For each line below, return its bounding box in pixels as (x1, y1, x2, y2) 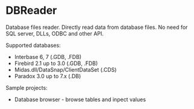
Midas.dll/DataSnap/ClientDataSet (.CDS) (14, 66, 117, 73)
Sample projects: (5, 84, 48, 91)
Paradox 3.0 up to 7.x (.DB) (14, 72, 81, 79)
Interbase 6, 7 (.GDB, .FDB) (14, 53, 82, 60)
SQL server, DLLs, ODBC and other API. (5, 30, 104, 37)
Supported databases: (5, 42, 61, 49)
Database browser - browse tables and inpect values (14, 96, 146, 103)
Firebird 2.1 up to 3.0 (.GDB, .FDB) (14, 60, 98, 67)
